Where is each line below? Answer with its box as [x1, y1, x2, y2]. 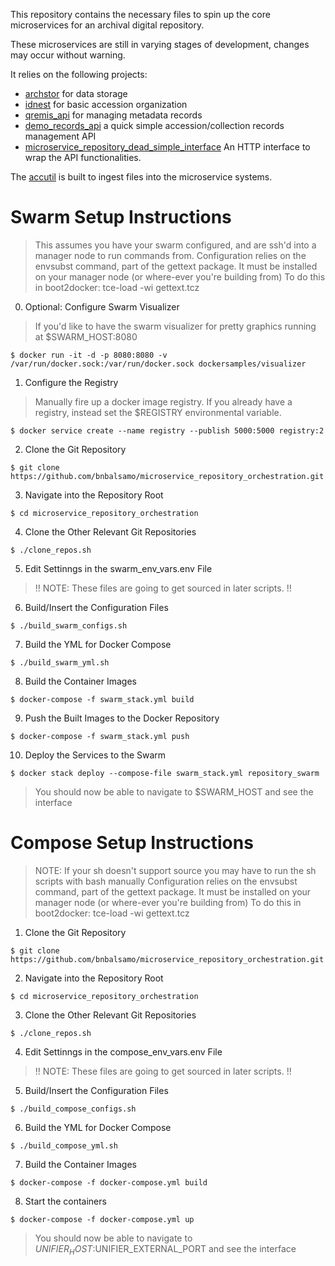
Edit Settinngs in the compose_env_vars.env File [24, 1045, 223, 1058]
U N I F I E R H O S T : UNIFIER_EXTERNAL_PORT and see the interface [34, 1242, 297, 1257]
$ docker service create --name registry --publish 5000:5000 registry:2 [10, 425, 325, 436]
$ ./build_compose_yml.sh [10, 1140, 118, 1151]
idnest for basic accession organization [24, 99, 188, 110]
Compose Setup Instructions [10, 832, 254, 854]
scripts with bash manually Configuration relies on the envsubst [34, 875, 298, 887]
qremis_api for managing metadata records [24, 109, 203, 121]
